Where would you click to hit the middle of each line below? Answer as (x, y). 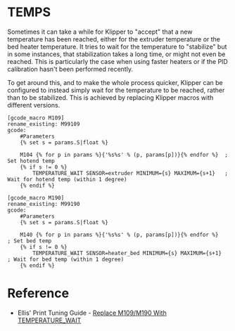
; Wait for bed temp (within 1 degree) (66, 259)
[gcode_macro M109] (36, 118)
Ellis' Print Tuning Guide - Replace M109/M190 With (92, 313)
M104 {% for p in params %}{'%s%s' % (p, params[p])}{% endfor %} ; (124, 155)
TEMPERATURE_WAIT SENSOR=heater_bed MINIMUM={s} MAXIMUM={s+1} (127, 253)
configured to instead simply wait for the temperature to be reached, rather (116, 90)
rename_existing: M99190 (44, 204)
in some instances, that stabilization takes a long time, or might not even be (116, 54)
